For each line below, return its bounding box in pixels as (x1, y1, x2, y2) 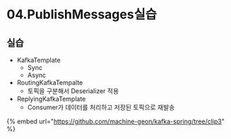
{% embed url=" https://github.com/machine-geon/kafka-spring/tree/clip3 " (6, 117, 225, 126)
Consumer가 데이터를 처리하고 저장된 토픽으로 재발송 (27, 103, 175, 111)
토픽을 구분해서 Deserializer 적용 (27, 87, 119, 95)
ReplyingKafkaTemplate (16, 95, 86, 103)
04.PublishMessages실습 (6, 6, 157, 23)
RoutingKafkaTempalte (16, 78, 83, 87)
